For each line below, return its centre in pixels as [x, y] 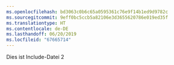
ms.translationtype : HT [36, 23]
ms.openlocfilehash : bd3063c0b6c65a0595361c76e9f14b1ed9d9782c [87, 12]
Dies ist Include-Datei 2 [35, 57]
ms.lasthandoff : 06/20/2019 [42, 34]
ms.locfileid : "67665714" [39, 40]
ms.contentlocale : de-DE [37, 29]
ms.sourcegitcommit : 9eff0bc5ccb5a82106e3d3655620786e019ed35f [87, 17]
